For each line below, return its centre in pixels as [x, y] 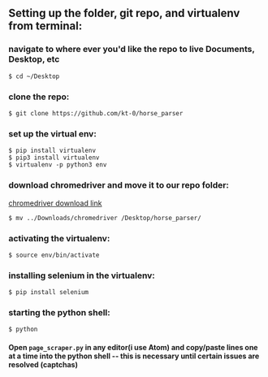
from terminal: [45, 26]
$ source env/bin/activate [54, 255]
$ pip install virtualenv [52, 151]
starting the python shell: [60, 313]
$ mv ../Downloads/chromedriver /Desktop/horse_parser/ [105, 218]
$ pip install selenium [49, 292]
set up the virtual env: [53, 133]
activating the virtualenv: [59, 238]
